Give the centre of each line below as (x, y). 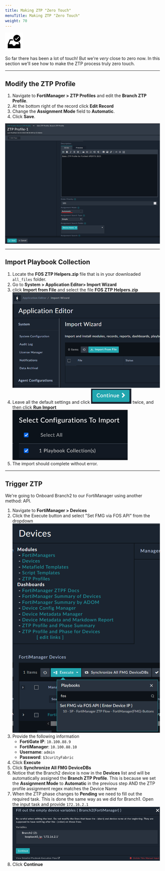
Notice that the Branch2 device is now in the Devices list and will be (81, 773)
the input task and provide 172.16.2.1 (50, 805)
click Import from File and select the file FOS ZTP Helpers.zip (75, 290)
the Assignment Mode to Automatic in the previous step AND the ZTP (84, 783)
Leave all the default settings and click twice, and (83, 402)
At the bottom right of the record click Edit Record (63, 106)
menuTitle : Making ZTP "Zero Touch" (42, 16)
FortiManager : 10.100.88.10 (48, 747)
